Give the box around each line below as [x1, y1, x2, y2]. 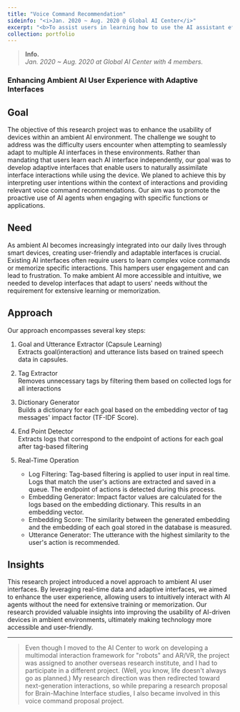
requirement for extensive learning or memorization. [7, 286, 161, 295]
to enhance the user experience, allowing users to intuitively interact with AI [7, 593, 231, 601]
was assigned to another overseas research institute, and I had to [24, 658, 218, 668]
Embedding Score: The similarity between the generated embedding [28, 515, 230, 523]
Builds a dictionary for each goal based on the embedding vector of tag [17, 405, 229, 414]
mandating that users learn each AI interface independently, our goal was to [7, 155, 231, 164]
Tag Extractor [17, 368, 59, 377]
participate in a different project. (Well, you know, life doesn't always [24, 666, 226, 675]
